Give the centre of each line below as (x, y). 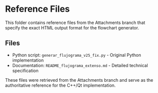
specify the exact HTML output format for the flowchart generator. (72, 27)
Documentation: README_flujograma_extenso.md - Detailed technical (80, 65)
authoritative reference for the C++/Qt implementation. (61, 85)
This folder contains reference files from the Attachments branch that (75, 23)
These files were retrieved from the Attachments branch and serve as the (79, 80)
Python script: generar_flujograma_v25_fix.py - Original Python (77, 55)
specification (25, 70)
